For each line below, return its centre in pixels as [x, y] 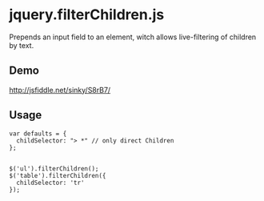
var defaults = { [38, 134]
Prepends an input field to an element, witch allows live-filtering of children [133, 37]
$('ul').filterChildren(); [54, 169]
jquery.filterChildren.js [87, 15]
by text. [22, 45]
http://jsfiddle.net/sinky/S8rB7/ [60, 90]
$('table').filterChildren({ [58, 175]
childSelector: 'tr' [50, 183]
